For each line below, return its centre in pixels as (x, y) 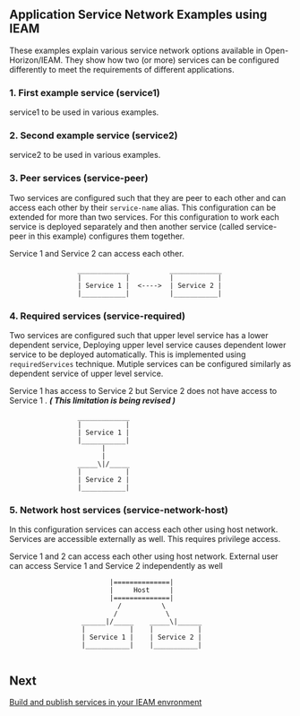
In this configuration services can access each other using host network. (144, 529)
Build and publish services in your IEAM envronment (106, 703)
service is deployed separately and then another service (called (127, 226)
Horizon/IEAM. (36, 60)
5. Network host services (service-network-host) (119, 510)
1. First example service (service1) (85, 92)
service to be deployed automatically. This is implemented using (128, 354)
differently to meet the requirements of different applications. (122, 69)
